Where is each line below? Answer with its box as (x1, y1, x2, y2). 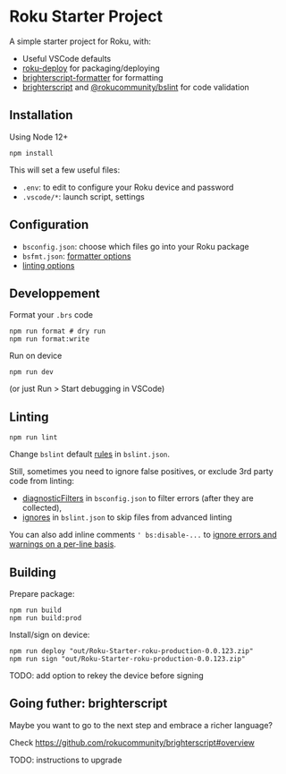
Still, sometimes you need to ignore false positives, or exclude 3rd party (9, 466, 274, 477)
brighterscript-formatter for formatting (21, 72, 164, 82)
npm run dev (9, 368, 54, 377)
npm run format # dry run (9, 327, 105, 336)
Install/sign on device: (9, 629, 90, 640)
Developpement (9, 285, 101, 301)
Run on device (9, 351, 63, 361)
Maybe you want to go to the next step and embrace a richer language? (9, 719, 273, 730)
